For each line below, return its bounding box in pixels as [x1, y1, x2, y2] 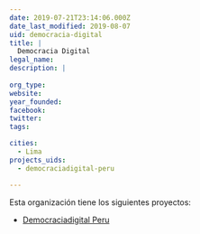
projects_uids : [9, 155, 67, 164]
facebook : [9, 106, 47, 115]
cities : [9, 139, 39, 148]
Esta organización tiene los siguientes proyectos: [9, 196, 192, 208]
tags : [9, 123, 30, 132]
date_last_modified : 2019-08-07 [9, 22, 131, 31]
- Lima [17, 147, 42, 156]
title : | [9, 38, 42, 48]
